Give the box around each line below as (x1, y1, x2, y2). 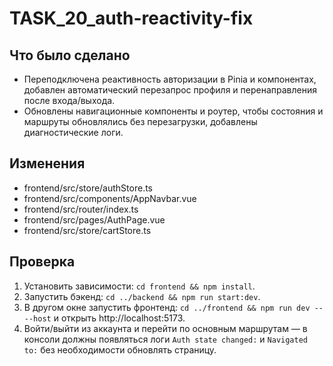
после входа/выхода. (23, 95, 116, 106)
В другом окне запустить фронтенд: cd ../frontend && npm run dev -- (23, 301, 324, 313)
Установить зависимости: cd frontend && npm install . (23, 280, 256, 292)
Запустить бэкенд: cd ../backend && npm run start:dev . (23, 290, 261, 302)
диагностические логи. (23, 127, 124, 138)
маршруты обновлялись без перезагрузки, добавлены (23, 116, 258, 127)
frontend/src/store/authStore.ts (23, 182, 154, 194)
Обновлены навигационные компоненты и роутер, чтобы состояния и (23, 105, 324, 117)
